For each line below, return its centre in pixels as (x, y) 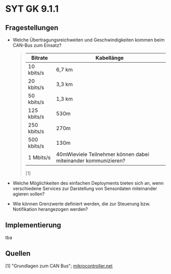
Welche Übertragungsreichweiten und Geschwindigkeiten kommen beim (89, 40)
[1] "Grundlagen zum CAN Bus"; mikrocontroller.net (59, 266)
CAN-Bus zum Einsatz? (37, 45)
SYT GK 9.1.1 (32, 9)
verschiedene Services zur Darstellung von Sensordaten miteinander (85, 188)
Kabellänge (109, 58)
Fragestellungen (32, 28)
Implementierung (33, 225)
